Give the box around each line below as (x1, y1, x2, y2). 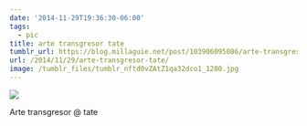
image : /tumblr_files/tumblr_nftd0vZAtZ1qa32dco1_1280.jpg (9, 65, 239, 74)
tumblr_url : (9, 47, 55, 57)
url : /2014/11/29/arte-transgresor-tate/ (9, 56, 170, 65)
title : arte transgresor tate (9, 38, 125, 48)
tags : (9, 22, 30, 31)
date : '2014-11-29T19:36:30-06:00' (9, 13, 145, 23)
